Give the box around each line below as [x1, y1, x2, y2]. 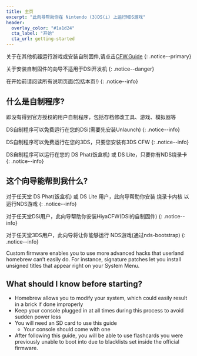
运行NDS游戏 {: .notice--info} [6, 200, 78, 207]
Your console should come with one [23, 326, 111, 333]
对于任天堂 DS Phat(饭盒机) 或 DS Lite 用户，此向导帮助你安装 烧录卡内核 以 [6, 192, 189, 200]
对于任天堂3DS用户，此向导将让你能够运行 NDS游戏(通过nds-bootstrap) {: [6, 231, 186, 238]
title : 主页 [6, 8, 34, 15]
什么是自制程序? [6, 97, 65, 107]
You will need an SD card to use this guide [14, 320, 118, 327]
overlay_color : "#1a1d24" [11, 25, 75, 31]
